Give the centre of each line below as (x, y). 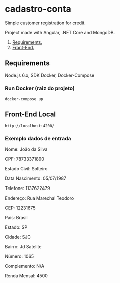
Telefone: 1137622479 (28, 188)
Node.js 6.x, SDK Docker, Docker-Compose (50, 75)
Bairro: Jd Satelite (23, 247)
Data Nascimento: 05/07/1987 (36, 178)
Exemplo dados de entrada (38, 138)
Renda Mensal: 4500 (27, 276)
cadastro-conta (38, 9)
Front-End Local (31, 114)
